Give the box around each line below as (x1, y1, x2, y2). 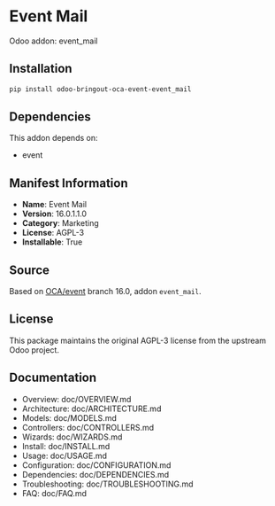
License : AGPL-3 (21, 228, 85, 238)
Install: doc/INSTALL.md (21, 440, 111, 451)
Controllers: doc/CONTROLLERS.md (21, 422, 155, 432)
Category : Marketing (21, 218, 99, 229)
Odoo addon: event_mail (9, 35, 98, 46)
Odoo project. (9, 344, 60, 355)
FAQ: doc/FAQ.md (21, 487, 87, 498)
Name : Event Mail (21, 199, 87, 210)
